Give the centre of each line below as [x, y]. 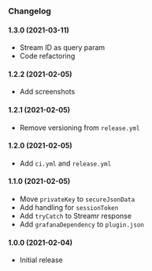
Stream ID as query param [62, 48]
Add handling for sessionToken [69, 207]
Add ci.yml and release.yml [65, 163]
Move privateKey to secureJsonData [77, 199]
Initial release [41, 260]
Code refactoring [47, 56]
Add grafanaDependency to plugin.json [82, 224]
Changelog [30, 11]
